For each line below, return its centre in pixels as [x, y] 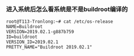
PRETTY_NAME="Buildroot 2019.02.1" [49, 47]
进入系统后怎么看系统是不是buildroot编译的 [67, 9]
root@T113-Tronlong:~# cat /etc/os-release [60, 22]
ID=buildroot [22, 37]
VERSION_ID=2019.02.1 [32, 42]
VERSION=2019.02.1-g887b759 [40, 32]
